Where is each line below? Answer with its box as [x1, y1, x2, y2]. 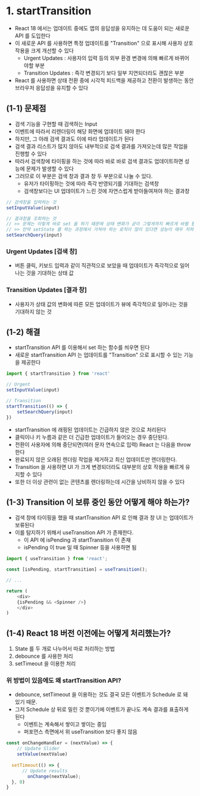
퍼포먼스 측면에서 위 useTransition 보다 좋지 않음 [23, 728, 138, 735]
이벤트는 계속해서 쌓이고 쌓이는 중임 [23, 721, 107, 728]
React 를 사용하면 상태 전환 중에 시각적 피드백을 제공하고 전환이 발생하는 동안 [14, 76, 194, 84]
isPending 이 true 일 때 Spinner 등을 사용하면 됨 [23, 544, 137, 551]
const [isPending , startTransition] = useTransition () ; [6, 567, 148, 573]
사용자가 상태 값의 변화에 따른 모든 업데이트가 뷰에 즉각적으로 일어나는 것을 [14, 300, 189, 307]
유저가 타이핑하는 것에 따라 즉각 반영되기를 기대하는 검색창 [23, 180, 160, 187]
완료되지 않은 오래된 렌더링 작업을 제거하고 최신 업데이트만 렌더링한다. [14, 456, 177, 463]
